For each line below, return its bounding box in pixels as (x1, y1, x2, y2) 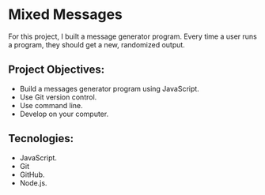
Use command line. (19, 100, 83, 110)
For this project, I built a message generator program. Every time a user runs (8, 32, 257, 41)
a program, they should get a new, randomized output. (8, 39, 186, 49)
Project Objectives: (8, 63, 105, 77)
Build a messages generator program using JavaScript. (19, 84, 199, 93)
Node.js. (19, 178, 47, 187)
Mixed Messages (8, 6, 123, 24)
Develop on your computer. (19, 109, 109, 118)
